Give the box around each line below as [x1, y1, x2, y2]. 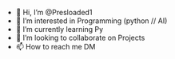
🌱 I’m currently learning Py [15, 25, 104, 33]
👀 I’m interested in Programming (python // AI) [15, 16, 168, 26]
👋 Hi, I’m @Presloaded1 [15, 8, 93, 17]
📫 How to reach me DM [15, 42, 96, 51]
